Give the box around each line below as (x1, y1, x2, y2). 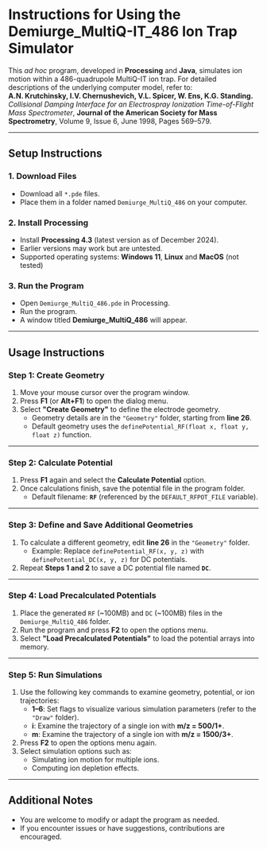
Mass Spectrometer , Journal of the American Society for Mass (8, 107, 218, 117)
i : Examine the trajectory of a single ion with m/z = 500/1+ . (31, 721, 225, 731)
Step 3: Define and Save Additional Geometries (8, 519, 193, 530)
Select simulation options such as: (19, 746, 133, 756)
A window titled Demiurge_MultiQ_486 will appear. (19, 316, 188, 325)
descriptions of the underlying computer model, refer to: (8, 82, 193, 92)
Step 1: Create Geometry (8, 370, 105, 381)
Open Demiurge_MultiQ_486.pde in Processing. (19, 298, 171, 308)
